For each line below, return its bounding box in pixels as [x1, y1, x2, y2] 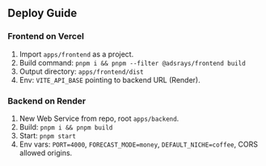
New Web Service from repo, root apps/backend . [19, 113, 179, 123]
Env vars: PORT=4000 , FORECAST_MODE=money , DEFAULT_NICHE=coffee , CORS [19, 139, 258, 149]
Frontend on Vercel [7, 31, 84, 42]
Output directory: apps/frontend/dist [19, 66, 144, 76]
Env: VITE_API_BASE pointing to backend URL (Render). [19, 74, 201, 84]
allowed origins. [19, 147, 73, 157]
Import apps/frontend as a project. [19, 49, 134, 59]
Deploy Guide [7, 6, 78, 20]
